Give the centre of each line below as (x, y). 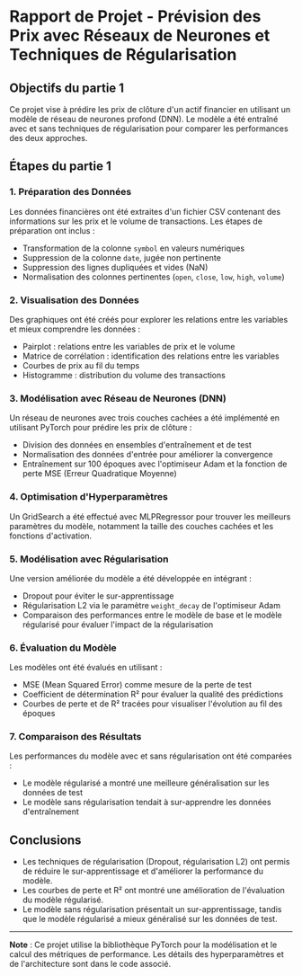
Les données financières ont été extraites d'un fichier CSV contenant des (145, 211)
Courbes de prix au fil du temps (81, 365)
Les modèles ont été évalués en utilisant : (86, 668)
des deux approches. (49, 138)
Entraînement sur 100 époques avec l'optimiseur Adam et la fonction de (155, 464)
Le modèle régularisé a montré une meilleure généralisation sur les (146, 783)
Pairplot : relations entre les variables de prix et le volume (129, 346)
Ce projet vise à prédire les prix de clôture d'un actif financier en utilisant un (150, 109)
